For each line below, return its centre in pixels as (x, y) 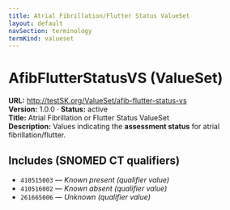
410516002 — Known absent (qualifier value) (94, 188)
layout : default (36, 23)
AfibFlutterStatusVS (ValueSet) (116, 78)
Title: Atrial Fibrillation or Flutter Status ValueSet (89, 118)
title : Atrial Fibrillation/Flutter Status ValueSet (99, 16)
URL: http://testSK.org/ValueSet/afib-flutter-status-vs (98, 101)
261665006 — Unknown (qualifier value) (85, 197)
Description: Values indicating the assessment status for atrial (114, 127)
